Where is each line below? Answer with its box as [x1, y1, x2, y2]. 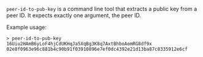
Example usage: [6, 24, 47, 31]
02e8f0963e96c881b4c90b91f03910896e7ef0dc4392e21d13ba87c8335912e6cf [6, 46, 188, 52]
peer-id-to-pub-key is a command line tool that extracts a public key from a [6, 6, 197, 12]
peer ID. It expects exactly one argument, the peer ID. [6, 12, 142, 19]
